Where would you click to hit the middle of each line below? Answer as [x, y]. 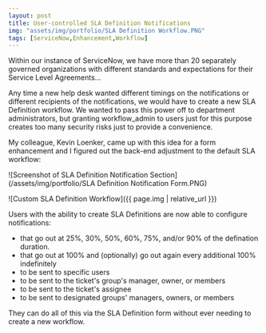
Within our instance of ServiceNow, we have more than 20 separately [123, 61]
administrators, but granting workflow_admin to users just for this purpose [130, 119]
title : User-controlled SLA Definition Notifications [100, 23]
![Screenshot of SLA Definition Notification [78, 175]
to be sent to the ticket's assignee [75, 289]
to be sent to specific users [65, 272]
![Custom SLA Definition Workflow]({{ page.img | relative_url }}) [113, 199]
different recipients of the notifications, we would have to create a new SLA [132, 101]
